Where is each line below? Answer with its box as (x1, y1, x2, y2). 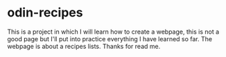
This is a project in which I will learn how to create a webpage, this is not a (7, 27, 220, 36)
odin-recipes (7, 5, 83, 21)
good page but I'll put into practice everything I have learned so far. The (7, 34, 213, 43)
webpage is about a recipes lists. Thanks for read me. (7, 42, 161, 50)
